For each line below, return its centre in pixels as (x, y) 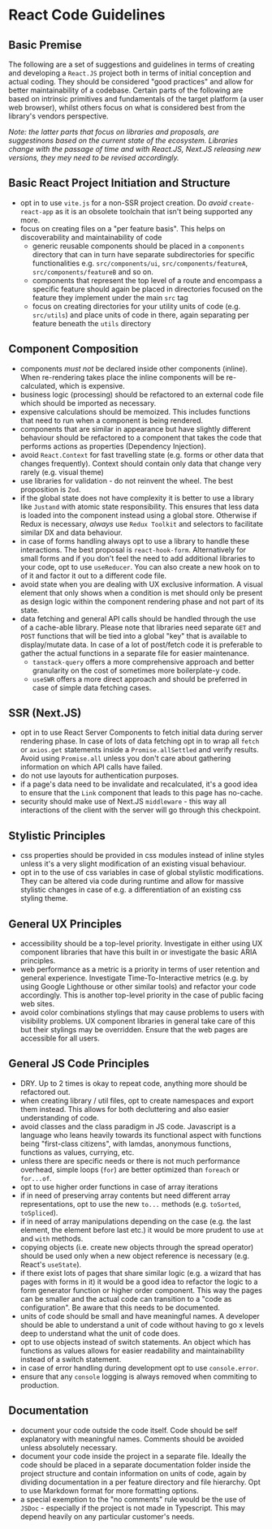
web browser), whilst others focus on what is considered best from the (127, 108)
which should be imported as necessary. (88, 403)
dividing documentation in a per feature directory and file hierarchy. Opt (140, 1482)
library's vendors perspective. (58, 116)
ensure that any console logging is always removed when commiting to (138, 1376)
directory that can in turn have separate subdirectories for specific (143, 254)
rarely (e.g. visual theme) (62, 472)
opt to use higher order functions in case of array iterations (119, 1187)
